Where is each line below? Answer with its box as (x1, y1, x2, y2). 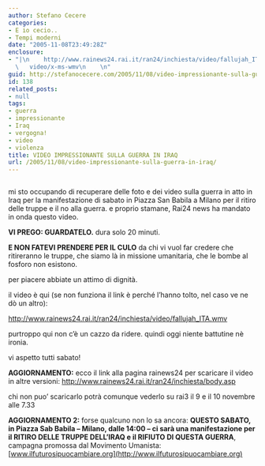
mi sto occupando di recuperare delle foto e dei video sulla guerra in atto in (8, 187, 252, 197)
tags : (8, 100, 26, 107)
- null (8, 92, 30, 100)
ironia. (8, 337, 29, 348)
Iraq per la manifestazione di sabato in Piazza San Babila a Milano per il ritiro (8, 195, 256, 205)
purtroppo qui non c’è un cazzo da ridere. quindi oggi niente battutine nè (8, 329, 244, 339)
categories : (8, 19, 47, 27)
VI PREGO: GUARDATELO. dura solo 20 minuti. (8, 227, 160, 237)
